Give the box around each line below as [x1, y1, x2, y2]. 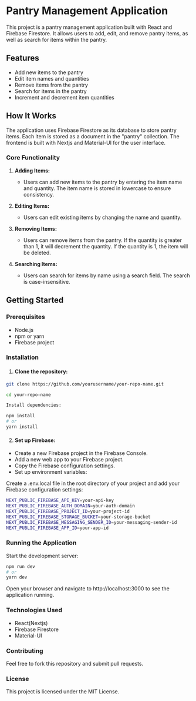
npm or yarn [14, 333, 45, 340]
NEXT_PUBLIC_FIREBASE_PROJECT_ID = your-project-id [6, 508, 130, 514]
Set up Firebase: [14, 437, 56, 444]
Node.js [14, 326, 34, 333]
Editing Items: [14, 202, 50, 210]
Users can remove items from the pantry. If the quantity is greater [23, 237, 182, 244]
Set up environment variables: [14, 469, 87, 476]
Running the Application [6, 539, 77, 547]
